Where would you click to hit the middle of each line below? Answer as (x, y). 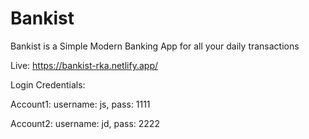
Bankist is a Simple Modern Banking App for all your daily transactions (155, 46)
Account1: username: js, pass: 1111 (80, 104)
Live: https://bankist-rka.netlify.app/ (84, 65)
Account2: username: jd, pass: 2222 (85, 123)
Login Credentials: (48, 84)
